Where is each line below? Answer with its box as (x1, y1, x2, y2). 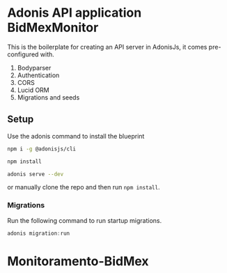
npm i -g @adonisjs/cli (7, 145, 77, 153)
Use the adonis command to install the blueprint (7, 132, 145, 140)
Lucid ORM (17, 86, 50, 94)
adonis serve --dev (7, 171, 64, 178)
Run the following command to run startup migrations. (7, 216, 162, 224)
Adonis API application (7, 5, 142, 21)
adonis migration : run (7, 230, 70, 237)
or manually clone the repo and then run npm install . (7, 183, 160, 192)
